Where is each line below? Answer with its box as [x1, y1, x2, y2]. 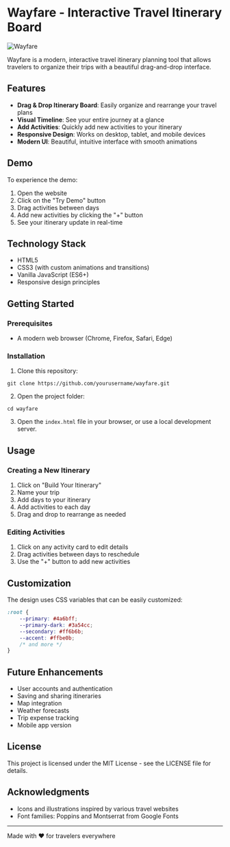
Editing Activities [7, 527, 65, 537]
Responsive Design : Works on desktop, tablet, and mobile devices [16, 130, 206, 138]
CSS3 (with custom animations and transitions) [16, 263, 150, 272]
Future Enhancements [7, 666, 104, 678]
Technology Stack [7, 238, 86, 249]
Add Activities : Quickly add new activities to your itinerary [16, 122, 183, 131]
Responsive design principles [16, 278, 101, 286]
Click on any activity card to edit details [16, 543, 129, 551]
